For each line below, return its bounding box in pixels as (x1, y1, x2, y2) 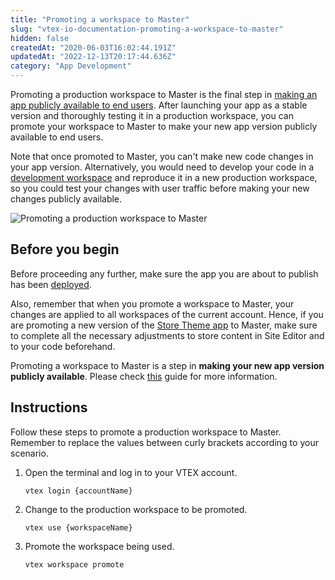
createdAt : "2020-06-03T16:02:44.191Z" (10, 42, 177, 53)
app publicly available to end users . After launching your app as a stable (10, 99, 308, 111)
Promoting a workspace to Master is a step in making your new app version (10, 359, 325, 371)
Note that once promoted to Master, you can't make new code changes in (10, 151, 314, 162)
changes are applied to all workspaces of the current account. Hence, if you (10, 308, 324, 320)
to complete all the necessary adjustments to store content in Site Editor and (10, 329, 325, 341)
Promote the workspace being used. (24, 540, 175, 552)
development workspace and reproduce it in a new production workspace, (10, 172, 318, 183)
